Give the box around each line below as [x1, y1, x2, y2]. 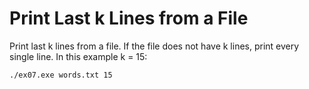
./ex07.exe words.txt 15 [9, 70, 113, 80]
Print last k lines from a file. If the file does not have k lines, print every [9, 40, 300, 52]
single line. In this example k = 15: [9, 50, 148, 62]
